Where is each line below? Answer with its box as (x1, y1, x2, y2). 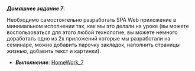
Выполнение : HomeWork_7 (15, 59, 84, 66)
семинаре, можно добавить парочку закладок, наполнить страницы (6, 41, 180, 48)
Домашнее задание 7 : (6, 5, 65, 12)
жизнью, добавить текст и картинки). (6, 48, 101, 55)
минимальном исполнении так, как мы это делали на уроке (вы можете (6, 23, 189, 29)
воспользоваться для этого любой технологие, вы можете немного (6, 29, 178, 36)
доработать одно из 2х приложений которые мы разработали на (6, 35, 171, 42)
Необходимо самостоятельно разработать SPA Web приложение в (6, 16, 177, 23)
